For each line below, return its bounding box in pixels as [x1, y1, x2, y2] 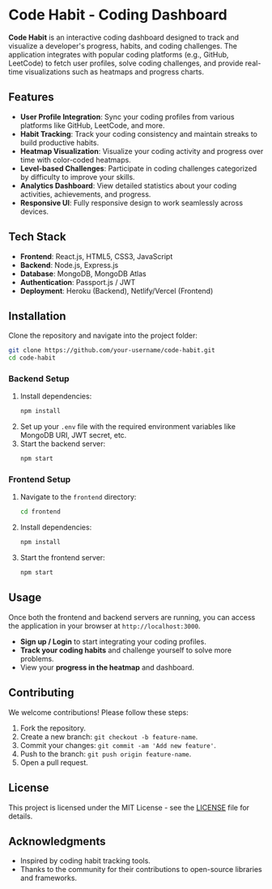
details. [8, 811, 33, 821]
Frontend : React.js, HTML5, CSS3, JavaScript [19, 251, 173, 261]
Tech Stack [8, 230, 66, 244]
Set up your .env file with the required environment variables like [19, 422, 236, 432]
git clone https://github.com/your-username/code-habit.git [8, 347, 216, 355]
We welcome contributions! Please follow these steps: [8, 707, 189, 717]
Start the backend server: [19, 439, 106, 449]
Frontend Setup [8, 474, 71, 485]
